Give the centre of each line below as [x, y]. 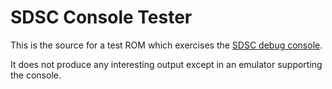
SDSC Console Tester [101, 17]
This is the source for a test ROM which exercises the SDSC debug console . [166, 45]
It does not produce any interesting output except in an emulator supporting [166, 64]
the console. [36, 75]
